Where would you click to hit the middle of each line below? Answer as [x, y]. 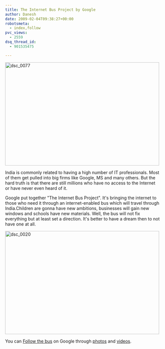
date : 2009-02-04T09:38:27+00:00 [39, 19]
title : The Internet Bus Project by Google [50, 10]
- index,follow [25, 28]
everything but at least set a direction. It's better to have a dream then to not [82, 218]
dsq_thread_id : [21, 42]
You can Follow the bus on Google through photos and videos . [68, 341]
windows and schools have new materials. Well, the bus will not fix [73, 214]
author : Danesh [21, 14]
